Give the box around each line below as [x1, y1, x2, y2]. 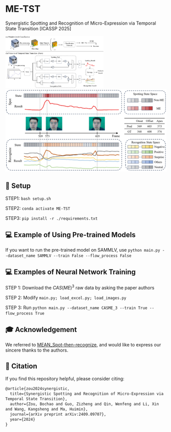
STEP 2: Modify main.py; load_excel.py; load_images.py [5, 295, 126, 301]
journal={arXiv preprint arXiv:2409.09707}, [10, 412, 106, 417]
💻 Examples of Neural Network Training [5, 268, 136, 276]
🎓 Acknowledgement [5, 325, 77, 334]
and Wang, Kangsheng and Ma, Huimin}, [5, 406, 88, 412]
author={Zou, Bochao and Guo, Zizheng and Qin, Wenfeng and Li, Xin [10, 401, 159, 406]
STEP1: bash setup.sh [5, 195, 51, 201]
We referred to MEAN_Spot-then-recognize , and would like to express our [5, 341, 161, 347]
